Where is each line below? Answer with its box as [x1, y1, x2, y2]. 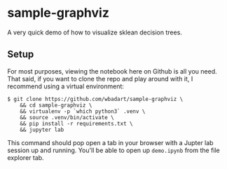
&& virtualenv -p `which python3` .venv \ [20, 107, 146, 115]
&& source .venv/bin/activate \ [20, 114, 114, 121]
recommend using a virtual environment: [7, 82, 125, 90]
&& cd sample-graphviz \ [20, 102, 92, 109]
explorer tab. [7, 153, 44, 162]
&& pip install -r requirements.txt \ [20, 120, 133, 127]
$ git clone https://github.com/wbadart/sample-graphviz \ [7, 95, 184, 102]
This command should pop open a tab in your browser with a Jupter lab [7, 138, 214, 147]
